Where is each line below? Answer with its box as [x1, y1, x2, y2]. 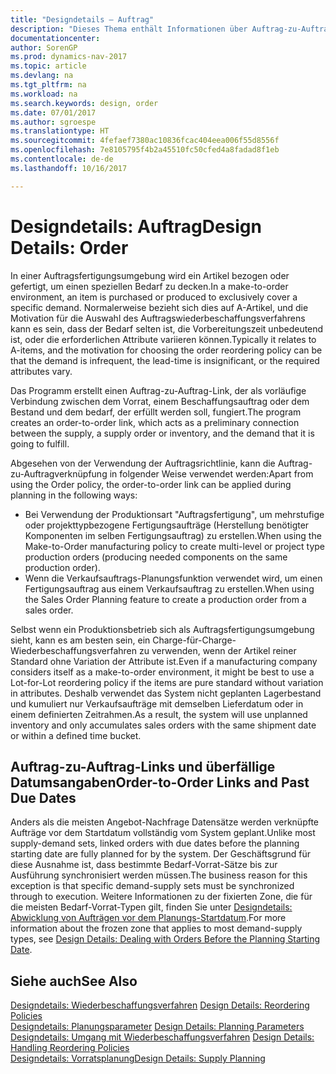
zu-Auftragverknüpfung [10, 467, 108, 480]
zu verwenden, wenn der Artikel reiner [138, 644, 297, 656]
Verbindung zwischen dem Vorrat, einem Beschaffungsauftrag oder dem [10, 395, 310, 407]
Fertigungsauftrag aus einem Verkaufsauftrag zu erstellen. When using [24, 582, 315, 595]
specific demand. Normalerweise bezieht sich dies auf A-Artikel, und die [10, 301, 309, 313]
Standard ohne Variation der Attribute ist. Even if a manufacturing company [10, 655, 318, 667]
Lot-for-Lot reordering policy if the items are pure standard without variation [10, 676, 324, 688]
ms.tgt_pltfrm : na [10, 80, 87, 90]
